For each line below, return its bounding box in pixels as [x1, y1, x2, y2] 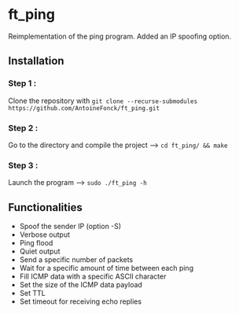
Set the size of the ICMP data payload [19, 280, 143, 290]
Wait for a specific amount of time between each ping [19, 264, 194, 273]
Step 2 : [8, 122, 39, 133]
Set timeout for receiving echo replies [19, 297, 142, 306]
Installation [8, 54, 64, 68]
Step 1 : [8, 78, 37, 89]
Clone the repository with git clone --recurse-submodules [8, 96, 198, 105]
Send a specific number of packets [19, 255, 134, 264]
